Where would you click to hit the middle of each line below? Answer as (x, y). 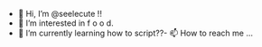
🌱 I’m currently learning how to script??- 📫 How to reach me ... (136, 33)
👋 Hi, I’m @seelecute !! (60, 14)
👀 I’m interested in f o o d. (66, 23)
